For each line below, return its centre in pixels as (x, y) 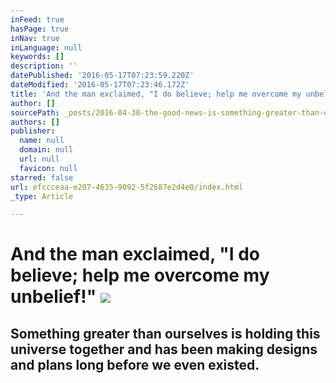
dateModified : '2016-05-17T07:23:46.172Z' (100, 85)
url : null (39, 159)
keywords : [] (37, 57)
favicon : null (48, 168)
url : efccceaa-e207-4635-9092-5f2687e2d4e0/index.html (127, 187)
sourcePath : (35, 112)
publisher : (33, 131)
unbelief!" (53, 297)
